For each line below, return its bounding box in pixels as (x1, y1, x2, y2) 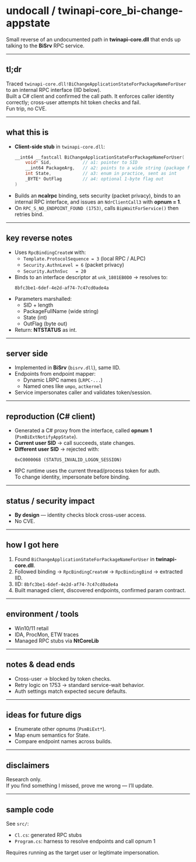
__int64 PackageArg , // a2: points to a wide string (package (25, 165, 185, 171)
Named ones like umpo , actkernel (23, 383, 102, 390)
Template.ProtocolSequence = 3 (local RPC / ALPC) (23, 255, 146, 262)
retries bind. (14, 211, 44, 218)
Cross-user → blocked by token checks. (14, 675, 111, 682)
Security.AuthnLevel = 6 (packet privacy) (23, 261, 124, 268)
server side (6, 349, 48, 359)
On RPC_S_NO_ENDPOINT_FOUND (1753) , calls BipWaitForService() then (14, 204, 179, 211)
